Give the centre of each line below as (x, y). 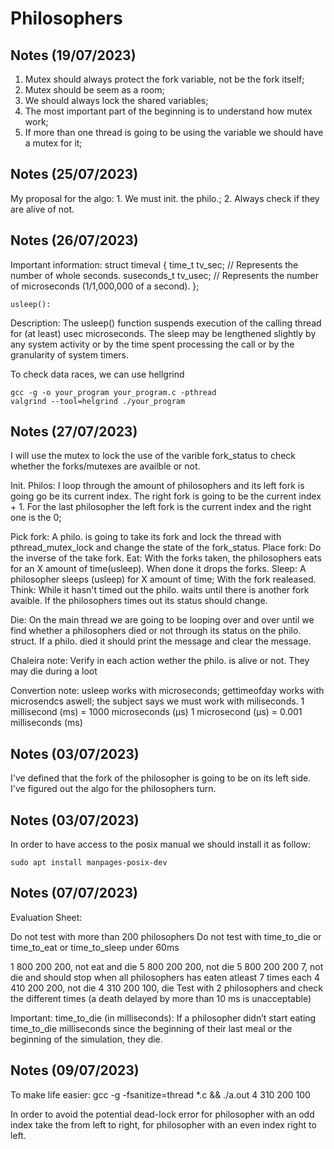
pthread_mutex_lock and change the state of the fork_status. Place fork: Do (166, 548)
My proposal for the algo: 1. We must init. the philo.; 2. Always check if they (165, 198)
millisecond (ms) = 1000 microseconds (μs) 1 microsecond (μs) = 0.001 (156, 712)
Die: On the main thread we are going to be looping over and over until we (162, 620)
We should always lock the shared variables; (116, 100)
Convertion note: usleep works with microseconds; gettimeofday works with (167, 691)
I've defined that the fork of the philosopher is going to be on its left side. (161, 778)
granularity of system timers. (70, 354)
